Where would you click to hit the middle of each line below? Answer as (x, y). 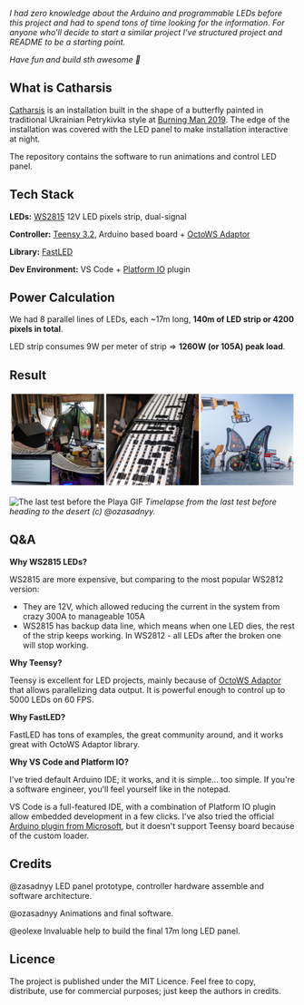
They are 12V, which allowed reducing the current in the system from (151, 606)
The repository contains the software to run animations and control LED (143, 156)
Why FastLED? (38, 717)
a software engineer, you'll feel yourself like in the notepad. (120, 789)
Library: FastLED (41, 251)
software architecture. (51, 895)
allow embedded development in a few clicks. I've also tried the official (142, 816)
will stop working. (55, 645)
